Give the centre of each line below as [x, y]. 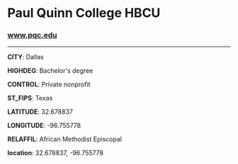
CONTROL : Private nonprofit [49, 84]
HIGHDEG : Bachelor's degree [50, 71]
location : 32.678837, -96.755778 [56, 153]
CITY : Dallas [25, 57]
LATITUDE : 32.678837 [40, 112]
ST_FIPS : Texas [30, 98]
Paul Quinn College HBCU [84, 13]
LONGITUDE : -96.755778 [44, 126]
